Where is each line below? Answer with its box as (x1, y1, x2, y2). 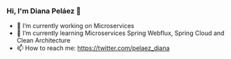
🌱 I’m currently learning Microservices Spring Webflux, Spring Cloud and (16, 29, 225, 37)
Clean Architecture (16, 36, 71, 45)
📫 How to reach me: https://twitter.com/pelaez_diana (16, 44, 170, 52)
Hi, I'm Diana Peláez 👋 (6, 6, 81, 16)
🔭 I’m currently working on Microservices (16, 22, 135, 30)
